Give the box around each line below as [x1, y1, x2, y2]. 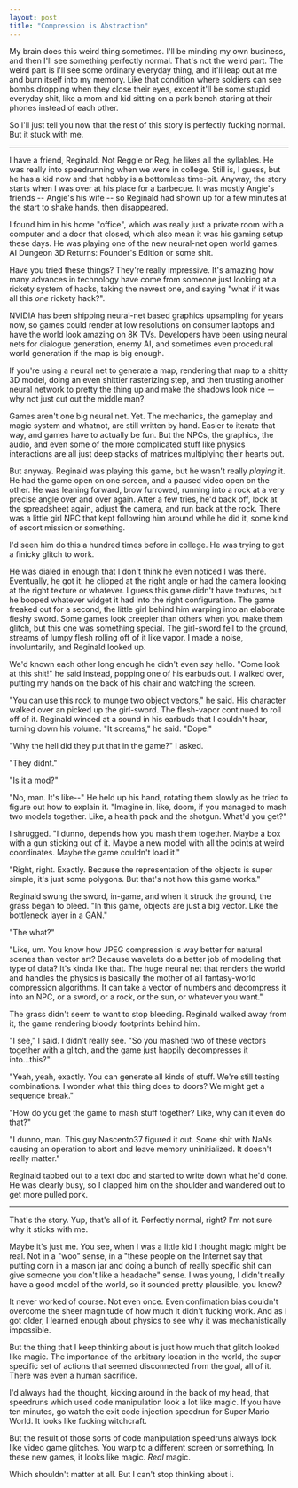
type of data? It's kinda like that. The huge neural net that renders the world [9, 963, 286, 974]
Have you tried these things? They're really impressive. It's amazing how [9, 264, 275, 275]
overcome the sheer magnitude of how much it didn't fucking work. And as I [9, 1305, 287, 1316]
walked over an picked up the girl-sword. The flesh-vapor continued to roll [9, 704, 282, 715]
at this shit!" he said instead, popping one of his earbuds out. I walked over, [9, 668, 285, 679]
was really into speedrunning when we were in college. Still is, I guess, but [9, 163, 281, 174]
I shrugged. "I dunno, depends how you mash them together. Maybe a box [9, 828, 281, 839]
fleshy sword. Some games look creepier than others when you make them [9, 613, 284, 624]
